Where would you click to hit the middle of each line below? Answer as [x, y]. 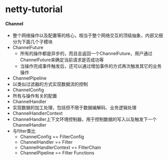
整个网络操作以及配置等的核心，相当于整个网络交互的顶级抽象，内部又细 [88, 35]
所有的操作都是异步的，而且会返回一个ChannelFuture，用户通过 [86, 54]
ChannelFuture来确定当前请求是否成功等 [62, 60]
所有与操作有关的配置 [35, 96]
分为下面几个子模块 [33, 42]
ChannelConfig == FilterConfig [52, 137]
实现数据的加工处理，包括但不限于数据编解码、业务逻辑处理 [74, 108]
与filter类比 [24, 131]
